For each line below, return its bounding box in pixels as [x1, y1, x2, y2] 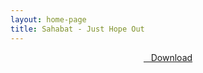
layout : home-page [10, 14, 87, 25]
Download [150, 51, 193, 63]
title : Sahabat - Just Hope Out [10, 24, 145, 34]
